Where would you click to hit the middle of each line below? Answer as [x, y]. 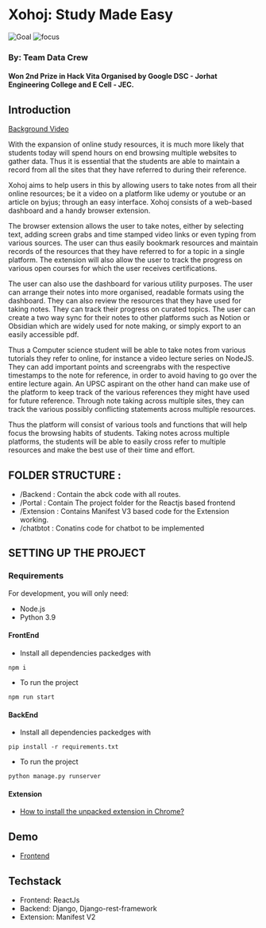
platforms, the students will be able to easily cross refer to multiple [117, 442]
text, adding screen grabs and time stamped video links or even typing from [132, 235]
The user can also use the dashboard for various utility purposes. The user [131, 284]
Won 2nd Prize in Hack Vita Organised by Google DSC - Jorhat [113, 76]
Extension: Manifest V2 [58, 917]
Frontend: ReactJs [50, 900]
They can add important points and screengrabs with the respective [119, 367]
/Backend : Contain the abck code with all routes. [100, 495]
